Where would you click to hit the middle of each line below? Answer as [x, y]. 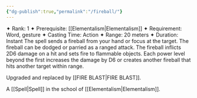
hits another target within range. [45, 66]
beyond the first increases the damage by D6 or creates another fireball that [98, 60]
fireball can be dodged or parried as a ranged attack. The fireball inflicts [94, 47]
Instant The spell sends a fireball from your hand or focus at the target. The [97, 41]
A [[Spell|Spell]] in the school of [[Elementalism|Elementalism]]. [83, 89]
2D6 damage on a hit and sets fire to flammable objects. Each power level [96, 53]
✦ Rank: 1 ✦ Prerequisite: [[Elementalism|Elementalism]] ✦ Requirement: [94, 28]
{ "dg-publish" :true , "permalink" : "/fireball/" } [64, 12]
